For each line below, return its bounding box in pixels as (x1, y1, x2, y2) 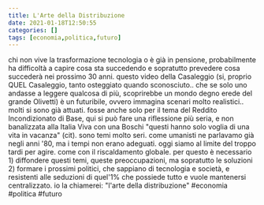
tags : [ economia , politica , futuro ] (8, 33, 122, 42)
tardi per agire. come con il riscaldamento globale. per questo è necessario (8, 147, 252, 157)
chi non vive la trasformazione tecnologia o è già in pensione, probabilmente (8, 55, 256, 65)
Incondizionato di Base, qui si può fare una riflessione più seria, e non (8, 114, 234, 123)
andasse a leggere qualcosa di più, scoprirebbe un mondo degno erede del (8, 88, 253, 99)
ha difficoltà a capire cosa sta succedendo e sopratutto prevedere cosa (8, 64, 240, 73)
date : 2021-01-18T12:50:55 (8, 19, 97, 27)
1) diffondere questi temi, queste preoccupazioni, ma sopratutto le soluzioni (8, 155, 254, 166)
